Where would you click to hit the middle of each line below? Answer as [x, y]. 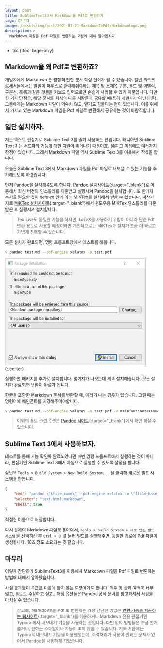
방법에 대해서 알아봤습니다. [30, 577]
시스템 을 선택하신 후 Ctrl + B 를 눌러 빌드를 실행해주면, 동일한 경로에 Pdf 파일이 [81, 536]
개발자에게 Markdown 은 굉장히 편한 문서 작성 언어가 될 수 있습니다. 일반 [74, 79]
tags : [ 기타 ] [17, 20]
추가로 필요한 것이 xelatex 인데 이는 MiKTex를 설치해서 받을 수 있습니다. [73, 197]
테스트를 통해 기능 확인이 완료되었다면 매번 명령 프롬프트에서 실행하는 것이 [75, 456]
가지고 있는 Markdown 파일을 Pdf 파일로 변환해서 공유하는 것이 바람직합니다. [83, 110]
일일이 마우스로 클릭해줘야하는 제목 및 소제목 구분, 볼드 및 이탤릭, [95, 86]
